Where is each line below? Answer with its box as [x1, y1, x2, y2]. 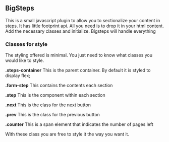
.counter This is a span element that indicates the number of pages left [5, 121, 154, 127]
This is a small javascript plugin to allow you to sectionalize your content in [5, 17, 160, 23]
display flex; [5, 73, 31, 79]
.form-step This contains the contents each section [5, 83, 113, 89]
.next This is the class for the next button [5, 102, 91, 108]
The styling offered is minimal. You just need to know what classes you [5, 52, 153, 58]
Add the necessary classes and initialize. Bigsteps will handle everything [5, 28, 156, 34]
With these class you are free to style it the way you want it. [5, 131, 130, 137]
